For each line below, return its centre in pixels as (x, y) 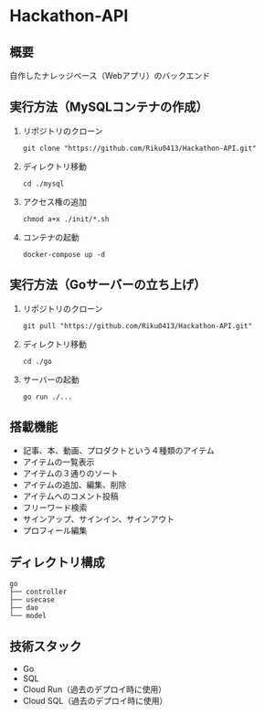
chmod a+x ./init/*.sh (66, 219)
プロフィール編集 (55, 530)
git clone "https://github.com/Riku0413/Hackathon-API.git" (139, 148)
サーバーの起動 (51, 379)
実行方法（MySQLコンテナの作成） (109, 107)
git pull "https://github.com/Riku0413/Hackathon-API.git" (138, 325)
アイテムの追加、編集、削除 (74, 485)
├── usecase (32, 600)
